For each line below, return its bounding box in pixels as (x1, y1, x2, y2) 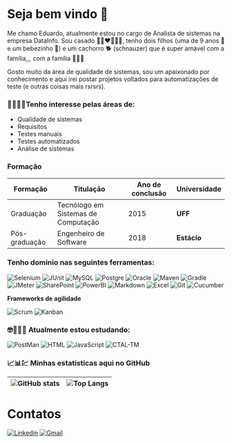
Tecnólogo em (57, 200, 104, 209)
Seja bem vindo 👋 (7, 6, 108, 22)
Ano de (137, 180, 162, 189)
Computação (57, 217, 99, 227)
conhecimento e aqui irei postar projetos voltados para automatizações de (7, 75, 219, 83)
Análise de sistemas (17, 144, 75, 153)
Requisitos (17, 122, 48, 131)
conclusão (130, 188, 167, 198)
